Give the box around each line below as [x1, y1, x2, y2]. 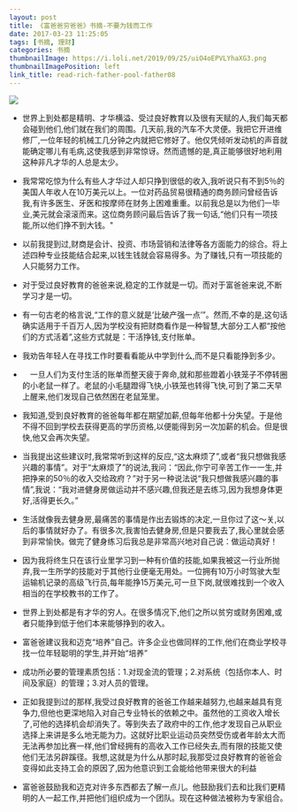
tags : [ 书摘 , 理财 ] [9, 37, 76, 47]
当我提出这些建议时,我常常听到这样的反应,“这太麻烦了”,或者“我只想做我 [21, 450, 279, 461]
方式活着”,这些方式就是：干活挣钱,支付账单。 [37, 331, 201, 341]
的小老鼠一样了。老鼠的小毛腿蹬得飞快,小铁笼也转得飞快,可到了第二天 [21, 379, 275, 390]
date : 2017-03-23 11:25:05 [9, 29, 109, 38]
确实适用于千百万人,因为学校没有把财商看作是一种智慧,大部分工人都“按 [21, 320, 278, 331]
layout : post [9, 12, 57, 22]
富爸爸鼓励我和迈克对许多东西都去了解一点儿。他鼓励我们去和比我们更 [21, 781, 278, 792]
